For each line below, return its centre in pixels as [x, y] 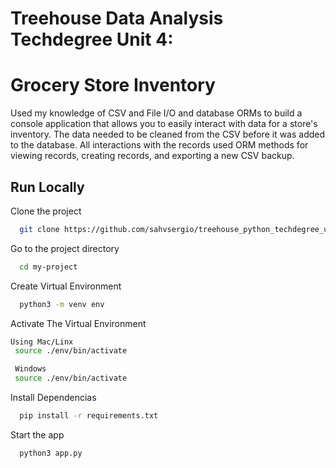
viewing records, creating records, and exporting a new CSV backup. [152, 156]
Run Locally [47, 187]
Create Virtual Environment [66, 286]
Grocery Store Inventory [113, 85]
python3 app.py [51, 453]
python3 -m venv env [62, 304]
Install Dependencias [53, 398]
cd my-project [48, 267]
